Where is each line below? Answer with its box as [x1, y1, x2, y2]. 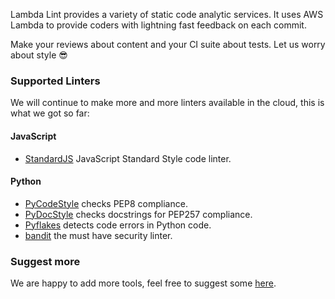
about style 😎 [10, 49, 68, 61]
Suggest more [10, 254, 81, 268]
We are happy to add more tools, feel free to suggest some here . [10, 277, 277, 289]
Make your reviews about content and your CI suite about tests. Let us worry [10, 39, 326, 50]
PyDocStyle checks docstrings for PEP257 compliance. [24, 208, 253, 220]
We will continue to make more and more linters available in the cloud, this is [10, 97, 325, 109]
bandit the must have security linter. [24, 229, 173, 241]
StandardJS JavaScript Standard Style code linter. [24, 152, 232, 164]
